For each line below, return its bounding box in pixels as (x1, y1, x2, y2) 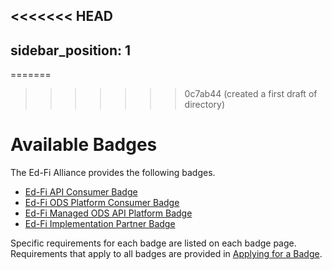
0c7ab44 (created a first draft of (184, 88, 318, 100)
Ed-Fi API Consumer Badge (24, 186, 138, 198)
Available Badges (10, 134, 158, 156)
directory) (184, 99, 226, 111)
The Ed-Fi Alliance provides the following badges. (10, 167, 216, 179)
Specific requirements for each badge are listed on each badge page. (10, 237, 297, 249)
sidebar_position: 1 (10, 42, 132, 59)
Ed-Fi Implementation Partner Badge (24, 218, 176, 230)
